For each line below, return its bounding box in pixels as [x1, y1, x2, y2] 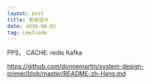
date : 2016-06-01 [7, 23, 57, 29]
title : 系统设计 [7, 16, 49, 23]
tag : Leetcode [7, 29, 48, 36]
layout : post [7, 10, 44, 17]
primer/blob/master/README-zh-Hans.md [7, 70, 126, 78]
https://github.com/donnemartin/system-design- [7, 62, 145, 70]
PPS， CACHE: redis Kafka [7, 48, 83, 57]
